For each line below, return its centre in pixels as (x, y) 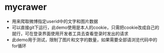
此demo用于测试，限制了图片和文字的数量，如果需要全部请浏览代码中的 (84, 40)
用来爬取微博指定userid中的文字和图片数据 (55, 21)
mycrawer (26, 7)
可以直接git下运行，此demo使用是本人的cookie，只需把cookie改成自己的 (85, 27)
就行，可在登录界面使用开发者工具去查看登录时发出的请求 (70, 33)
